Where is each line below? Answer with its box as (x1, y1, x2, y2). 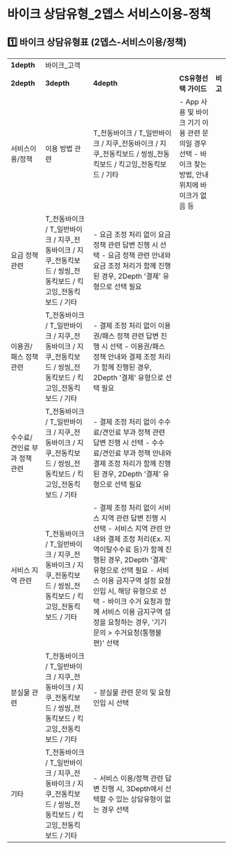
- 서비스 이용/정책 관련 (93, 774, 164, 783)
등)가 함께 (132, 545, 164, 554)
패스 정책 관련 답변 (101, 331, 159, 341)
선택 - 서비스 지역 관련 (93, 524, 163, 533)
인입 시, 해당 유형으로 (93, 586, 158, 595)
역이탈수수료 (93, 545, 132, 554)
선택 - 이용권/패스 (110, 341, 166, 351)
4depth (93, 78, 118, 87)
